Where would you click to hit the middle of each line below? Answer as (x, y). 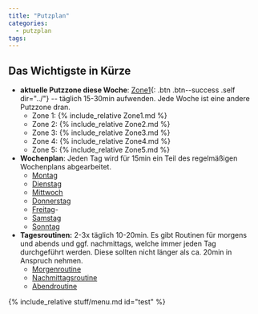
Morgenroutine (56, 269)
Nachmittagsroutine (64, 278)
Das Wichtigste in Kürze (70, 70)
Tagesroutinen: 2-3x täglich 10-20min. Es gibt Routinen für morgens (133, 235)
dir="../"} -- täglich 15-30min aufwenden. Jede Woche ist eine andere (135, 99)
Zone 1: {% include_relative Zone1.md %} (99, 116)
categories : (28, 23)
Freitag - (45, 210)
